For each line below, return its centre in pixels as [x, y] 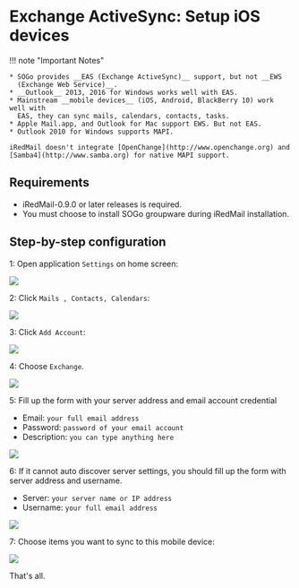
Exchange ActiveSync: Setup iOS [135, 17]
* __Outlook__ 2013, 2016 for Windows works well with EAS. [124, 92]
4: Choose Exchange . [47, 366]
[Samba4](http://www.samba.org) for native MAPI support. [120, 155]
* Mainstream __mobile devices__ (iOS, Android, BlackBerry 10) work [142, 100]
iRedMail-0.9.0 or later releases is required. [102, 204]
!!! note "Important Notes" [57, 60]
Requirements [49, 182]
